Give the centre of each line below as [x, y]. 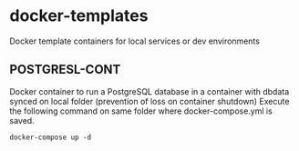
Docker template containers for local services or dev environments [134, 41]
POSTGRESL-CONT [65, 70]
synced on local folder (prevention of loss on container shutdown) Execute [149, 101]
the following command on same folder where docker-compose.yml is [141, 111]
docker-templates [79, 16]
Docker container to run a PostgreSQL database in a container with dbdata [149, 91]
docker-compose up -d [51, 137]
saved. [22, 120]
